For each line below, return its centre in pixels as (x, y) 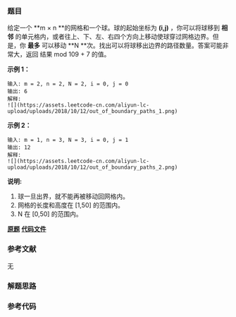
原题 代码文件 (27, 229)
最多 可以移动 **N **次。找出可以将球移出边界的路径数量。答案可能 (125, 46)
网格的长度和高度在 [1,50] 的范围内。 (71, 205)
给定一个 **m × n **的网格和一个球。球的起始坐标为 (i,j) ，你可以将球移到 (114, 28)
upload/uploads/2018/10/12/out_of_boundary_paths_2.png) (93, 167)
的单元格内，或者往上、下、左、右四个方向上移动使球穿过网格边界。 (114, 37)
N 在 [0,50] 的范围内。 (50, 214)
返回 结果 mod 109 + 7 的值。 (68, 54)
